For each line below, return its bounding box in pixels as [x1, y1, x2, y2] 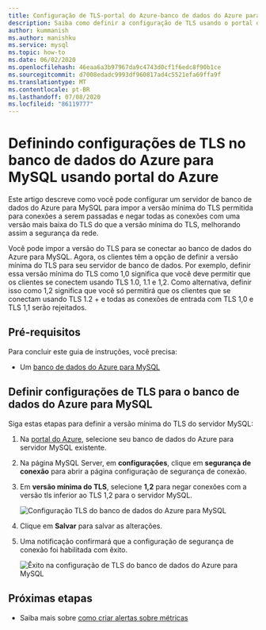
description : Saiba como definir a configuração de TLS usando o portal [8, 19, 253, 27]
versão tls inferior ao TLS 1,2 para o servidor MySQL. [19, 490, 192, 500]
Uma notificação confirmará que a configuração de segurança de [19, 536, 234, 546]
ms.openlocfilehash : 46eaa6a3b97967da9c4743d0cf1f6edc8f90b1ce [8, 64, 222, 72]
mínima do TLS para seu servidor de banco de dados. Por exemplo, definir [8, 261, 251, 270]
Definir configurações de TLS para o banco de [8, 385, 240, 399]
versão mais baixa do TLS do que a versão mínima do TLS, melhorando [8, 220, 241, 230]
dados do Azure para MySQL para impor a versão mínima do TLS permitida [8, 203, 253, 213]
